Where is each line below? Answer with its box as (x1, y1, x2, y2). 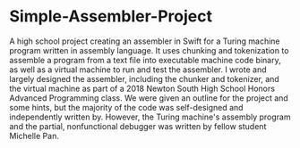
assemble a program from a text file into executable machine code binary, (9, 54, 281, 65)
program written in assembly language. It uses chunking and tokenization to (9, 45, 289, 55)
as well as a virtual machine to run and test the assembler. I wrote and (9, 64, 267, 75)
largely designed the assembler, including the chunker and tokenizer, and (9, 73, 279, 84)
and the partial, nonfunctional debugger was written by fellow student (9, 120, 267, 131)
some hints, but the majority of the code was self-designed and (9, 102, 244, 112)
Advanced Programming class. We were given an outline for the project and (9, 92, 288, 103)
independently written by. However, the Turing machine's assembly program (9, 111, 291, 122)
